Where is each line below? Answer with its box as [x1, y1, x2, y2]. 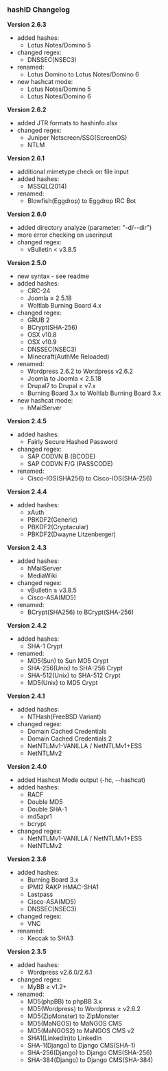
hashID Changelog [7, 5, 71, 14]
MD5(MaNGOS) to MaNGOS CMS [27, 1019, 122, 1028]
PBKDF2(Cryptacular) [27, 523, 89, 531]
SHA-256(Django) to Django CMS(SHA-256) [27, 1048, 152, 1057]
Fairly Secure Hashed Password [27, 438, 118, 446]
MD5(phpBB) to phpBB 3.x [27, 997, 103, 1006]
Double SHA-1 [27, 805, 67, 814]
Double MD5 [27, 798, 63, 806]
